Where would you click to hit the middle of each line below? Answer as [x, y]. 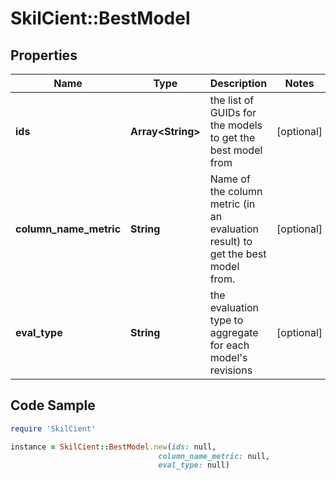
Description [238, 83]
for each [229, 345]
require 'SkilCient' [53, 428]
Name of [230, 179]
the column [236, 191]
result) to [231, 241]
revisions [231, 370]
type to [226, 320]
